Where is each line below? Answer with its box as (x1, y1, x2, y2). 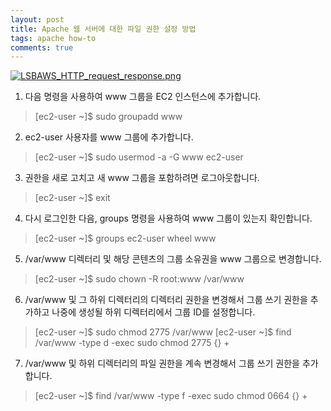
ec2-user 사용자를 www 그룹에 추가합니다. (24, 131, 194, 143)
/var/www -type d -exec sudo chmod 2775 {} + (34, 337, 230, 349)
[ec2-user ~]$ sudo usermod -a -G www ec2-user (34, 151, 244, 163)
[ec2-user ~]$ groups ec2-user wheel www (34, 232, 217, 245)
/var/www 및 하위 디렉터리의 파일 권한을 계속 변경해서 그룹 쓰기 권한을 (24, 357, 300, 370)
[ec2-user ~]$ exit (34, 192, 111, 204)
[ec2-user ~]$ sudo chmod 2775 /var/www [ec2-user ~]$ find (34, 326, 292, 338)
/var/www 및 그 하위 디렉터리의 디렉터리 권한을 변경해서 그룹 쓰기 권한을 (24, 294, 308, 306)
